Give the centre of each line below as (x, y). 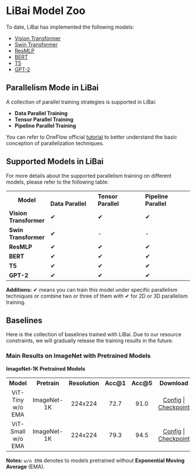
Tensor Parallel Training (44, 119)
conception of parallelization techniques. (55, 143)
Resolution (84, 383)
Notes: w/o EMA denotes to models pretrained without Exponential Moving (95, 460)
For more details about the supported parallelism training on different (89, 175)
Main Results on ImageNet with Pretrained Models (78, 356)
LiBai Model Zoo (46, 11)
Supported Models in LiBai (55, 162)
